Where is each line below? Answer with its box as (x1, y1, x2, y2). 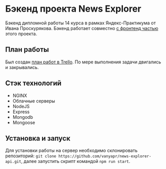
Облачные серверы (12, 97, 56, 104)
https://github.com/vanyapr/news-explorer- (58, 154, 152, 159)
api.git (5, 159, 22, 164)
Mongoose (12, 119, 35, 125)
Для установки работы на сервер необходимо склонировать (5, 148, 138, 154)
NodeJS (12, 103, 30, 109)
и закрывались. (5, 64, 39, 70)
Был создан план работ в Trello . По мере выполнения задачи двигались (5, 59, 161, 65)
